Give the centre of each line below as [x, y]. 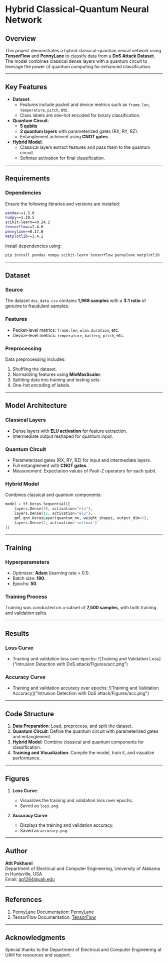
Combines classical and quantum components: [53, 495]
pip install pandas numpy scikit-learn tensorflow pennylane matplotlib [82, 255]
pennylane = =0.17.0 [24, 232]
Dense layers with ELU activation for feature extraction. [70, 431]
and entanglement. [32, 737]
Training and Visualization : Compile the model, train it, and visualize [83, 753]
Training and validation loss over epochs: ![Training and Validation [80, 659]
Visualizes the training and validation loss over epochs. [76, 801]
